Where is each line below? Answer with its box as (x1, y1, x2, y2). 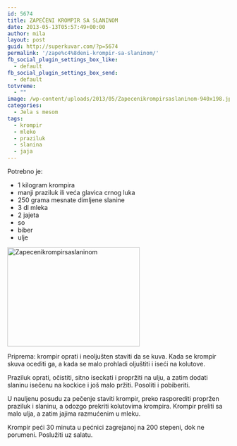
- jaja (13, 148, 33, 155)
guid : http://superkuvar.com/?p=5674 (7, 43, 119, 50)
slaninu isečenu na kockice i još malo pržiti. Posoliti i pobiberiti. (7, 381, 190, 389)
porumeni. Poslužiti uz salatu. (7, 430, 93, 439)
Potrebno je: (7, 167, 43, 175)
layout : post (7, 37, 46, 44)
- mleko (13, 128, 37, 135)
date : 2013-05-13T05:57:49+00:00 (7, 23, 106, 30)
